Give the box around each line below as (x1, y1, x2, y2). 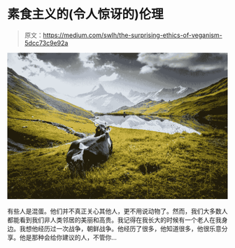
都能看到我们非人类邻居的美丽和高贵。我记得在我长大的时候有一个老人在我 (7, 216, 222, 224)
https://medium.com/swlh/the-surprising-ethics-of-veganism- (43, 31, 222, 39)
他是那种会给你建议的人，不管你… (19, 233, 117, 242)
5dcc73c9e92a (24, 39, 69, 47)
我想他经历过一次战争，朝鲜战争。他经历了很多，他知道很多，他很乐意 (19, 225, 222, 233)
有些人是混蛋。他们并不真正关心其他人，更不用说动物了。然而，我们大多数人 (7, 207, 228, 216)
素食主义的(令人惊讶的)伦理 (7, 6, 164, 22)
